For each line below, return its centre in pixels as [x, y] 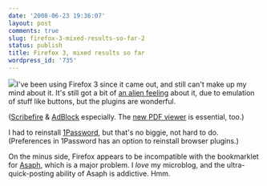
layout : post [30, 23]
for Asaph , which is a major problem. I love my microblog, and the [117, 164]
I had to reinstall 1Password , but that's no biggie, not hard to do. [113, 132]
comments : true [34, 30]
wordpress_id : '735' [43, 61]
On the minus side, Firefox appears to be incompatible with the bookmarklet [133, 156]
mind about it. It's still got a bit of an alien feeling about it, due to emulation [131, 92]
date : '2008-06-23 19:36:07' [57, 16]
